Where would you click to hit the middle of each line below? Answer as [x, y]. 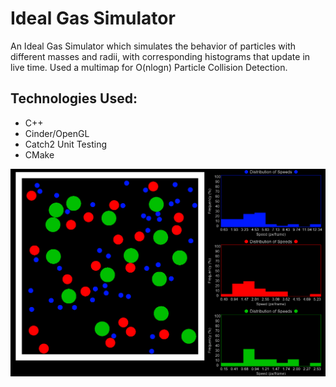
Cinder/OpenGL [57, 133]
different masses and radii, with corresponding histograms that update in [160, 56]
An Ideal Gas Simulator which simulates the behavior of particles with [153, 46]
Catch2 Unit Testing [66, 144]
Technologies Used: [74, 98]
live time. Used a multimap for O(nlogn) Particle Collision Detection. [149, 67]
